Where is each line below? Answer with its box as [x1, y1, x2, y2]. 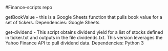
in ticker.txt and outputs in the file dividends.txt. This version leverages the [5, 35, 163, 40]
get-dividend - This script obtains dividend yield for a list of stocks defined [5, 29, 163, 35]
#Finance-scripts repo [5, 5, 53, 10]
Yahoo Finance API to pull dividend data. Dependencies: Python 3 [5, 40, 144, 46]
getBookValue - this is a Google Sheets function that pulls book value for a [5, 14, 162, 20]
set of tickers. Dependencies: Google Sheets [5, 20, 100, 25]
